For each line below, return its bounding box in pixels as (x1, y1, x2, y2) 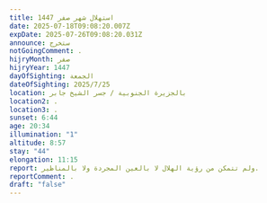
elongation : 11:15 (9, 154, 78, 164)
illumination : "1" (9, 130, 78, 139)
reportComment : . (9, 172, 75, 181)
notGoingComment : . (9, 47, 83, 56)
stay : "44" (9, 146, 50, 155)
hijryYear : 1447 (9, 64, 70, 73)
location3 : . (9, 105, 58, 114)
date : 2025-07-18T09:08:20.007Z (9, 22, 130, 31)
